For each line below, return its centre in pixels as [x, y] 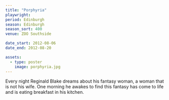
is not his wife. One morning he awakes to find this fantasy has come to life [84, 87]
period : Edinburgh [25, 19]
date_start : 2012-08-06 [31, 43]
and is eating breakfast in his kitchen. [45, 92]
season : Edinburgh [25, 24]
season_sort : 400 [24, 29]
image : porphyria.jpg [37, 67]
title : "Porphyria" [26, 10]
